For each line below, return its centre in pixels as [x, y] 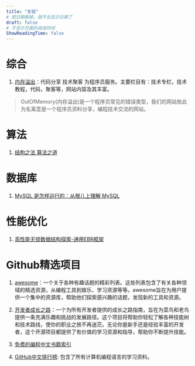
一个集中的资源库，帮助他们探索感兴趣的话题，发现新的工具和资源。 [102, 297]
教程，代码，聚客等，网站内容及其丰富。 [63, 89]
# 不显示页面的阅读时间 [31, 28]
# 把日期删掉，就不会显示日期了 [39, 17]
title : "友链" [23, 11]
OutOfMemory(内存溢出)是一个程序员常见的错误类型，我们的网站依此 [104, 102]
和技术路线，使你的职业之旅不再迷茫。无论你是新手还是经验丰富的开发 [99, 324]
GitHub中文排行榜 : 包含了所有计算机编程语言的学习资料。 [83, 357]
